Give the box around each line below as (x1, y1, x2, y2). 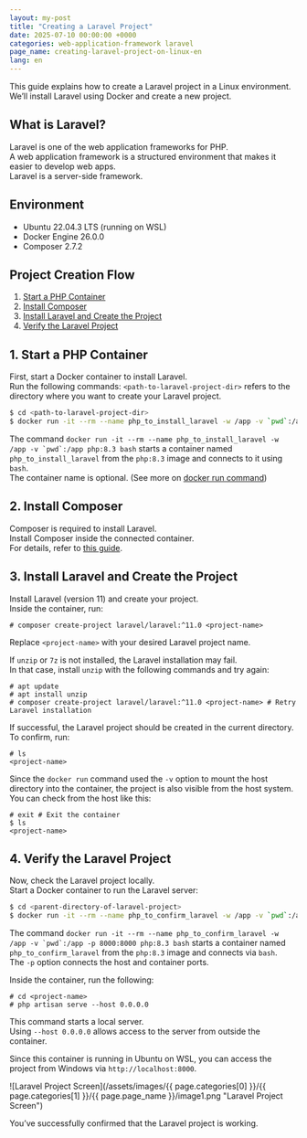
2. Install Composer (9, 499, 123, 515)
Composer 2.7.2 (22, 240, 83, 251)
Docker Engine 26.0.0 (22, 230, 105, 242)
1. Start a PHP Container (9, 346, 149, 362)
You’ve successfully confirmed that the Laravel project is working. (9, 1118, 259, 1129)
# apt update (9, 682, 59, 691)
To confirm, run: (9, 731, 70, 742)
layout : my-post (9, 13, 71, 23)
